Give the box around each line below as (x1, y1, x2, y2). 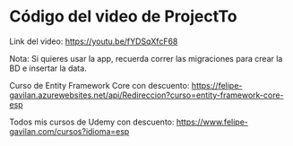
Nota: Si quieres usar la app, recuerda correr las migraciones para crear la (9, 53, 283, 64)
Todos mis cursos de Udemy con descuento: (9, 116, 175, 127)
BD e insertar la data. (9, 63, 87, 73)
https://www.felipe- (176, 116, 249, 127)
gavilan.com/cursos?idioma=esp (9, 125, 130, 136)
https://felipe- (191, 80, 243, 90)
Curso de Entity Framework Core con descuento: (9, 80, 190, 90)
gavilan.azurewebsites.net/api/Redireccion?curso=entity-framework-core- (9, 90, 284, 100)
